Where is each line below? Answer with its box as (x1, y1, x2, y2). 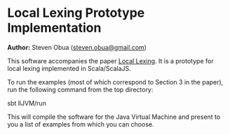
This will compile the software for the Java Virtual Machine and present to (7, 112, 221, 121)
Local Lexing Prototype (7, 5, 145, 21)
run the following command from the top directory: (7, 85, 154, 94)
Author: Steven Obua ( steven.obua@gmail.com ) (7, 43, 147, 51)
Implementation (7, 20, 102, 36)
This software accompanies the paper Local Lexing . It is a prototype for (7, 56, 214, 65)
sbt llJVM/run (7, 98, 47, 107)
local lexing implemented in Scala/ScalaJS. (7, 64, 131, 72)
